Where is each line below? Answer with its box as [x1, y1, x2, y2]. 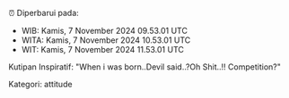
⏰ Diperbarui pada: [8, 8, 80, 18]
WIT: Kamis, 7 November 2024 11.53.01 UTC [21, 45, 185, 54]
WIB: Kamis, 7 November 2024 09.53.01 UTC [21, 26, 188, 36]
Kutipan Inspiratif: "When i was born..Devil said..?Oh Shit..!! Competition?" [8, 61, 282, 72]
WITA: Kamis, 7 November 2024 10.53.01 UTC [21, 35, 191, 45]
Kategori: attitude [8, 79, 73, 89]
